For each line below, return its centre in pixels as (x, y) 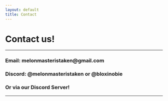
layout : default (22, 10)
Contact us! (30, 39)
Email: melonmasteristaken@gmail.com (55, 61)
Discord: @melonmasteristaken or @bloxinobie (64, 74)
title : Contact (21, 14)
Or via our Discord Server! (37, 88)
